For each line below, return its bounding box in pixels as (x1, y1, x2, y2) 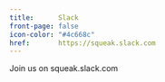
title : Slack (9, 13, 79, 23)
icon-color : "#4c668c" (9, 30, 95, 39)
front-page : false (9, 22, 79, 31)
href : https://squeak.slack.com (9, 38, 156, 48)
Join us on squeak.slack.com (9, 63, 119, 74)
